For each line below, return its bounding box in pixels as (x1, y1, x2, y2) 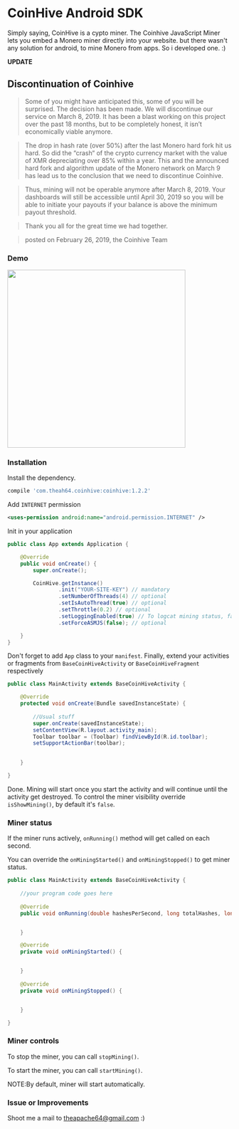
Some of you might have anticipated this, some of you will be (24, 97, 204, 105)
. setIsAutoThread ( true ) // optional (58, 599, 167, 606)
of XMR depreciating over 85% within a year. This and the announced (24, 156, 229, 164)
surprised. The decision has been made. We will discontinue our (24, 105, 213, 113)
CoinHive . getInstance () (33, 579, 103, 587)
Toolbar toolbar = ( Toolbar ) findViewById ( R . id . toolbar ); (33, 733, 208, 740)
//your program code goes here (20, 890, 113, 898)
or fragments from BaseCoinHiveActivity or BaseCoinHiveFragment (7, 659, 200, 668)
